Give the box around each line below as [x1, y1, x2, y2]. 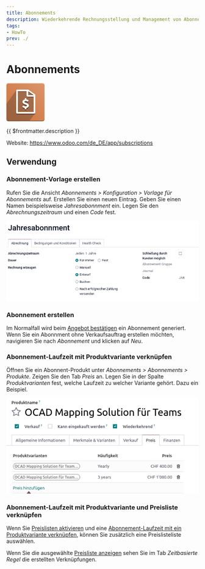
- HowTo [6, 29, 26, 35]
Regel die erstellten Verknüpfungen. [6, 556, 97, 564]
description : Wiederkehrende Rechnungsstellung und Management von [6, 16, 182, 23]
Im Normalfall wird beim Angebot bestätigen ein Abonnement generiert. [6, 324, 186, 332]
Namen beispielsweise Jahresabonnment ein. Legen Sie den [6, 202, 159, 209]
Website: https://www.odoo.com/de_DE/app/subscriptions [6, 139, 153, 146]
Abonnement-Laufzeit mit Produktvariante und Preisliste [6, 503, 178, 512]
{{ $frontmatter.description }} [6, 127, 81, 135]
